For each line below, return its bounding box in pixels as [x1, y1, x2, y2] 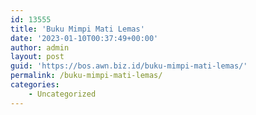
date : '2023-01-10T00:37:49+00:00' [10, 33, 159, 43]
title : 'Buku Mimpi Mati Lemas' [10, 24, 145, 34]
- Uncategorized [28, 89, 97, 99]
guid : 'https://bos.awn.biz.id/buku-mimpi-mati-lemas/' [10, 61, 248, 71]
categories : [10, 80, 60, 90]
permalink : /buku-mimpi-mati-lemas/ [10, 71, 163, 81]
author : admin [10, 42, 70, 53]
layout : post [10, 52, 65, 62]
